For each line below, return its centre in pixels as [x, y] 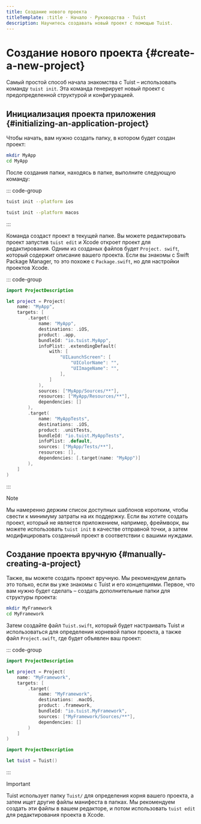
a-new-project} [46, 65]
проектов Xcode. [28, 267]
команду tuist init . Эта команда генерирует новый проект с [85, 89]
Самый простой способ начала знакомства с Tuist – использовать [91, 83]
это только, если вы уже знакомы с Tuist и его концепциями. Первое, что [100, 584]
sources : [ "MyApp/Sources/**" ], [79, 391]
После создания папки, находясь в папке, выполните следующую [91, 172]
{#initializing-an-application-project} [78, 123]
